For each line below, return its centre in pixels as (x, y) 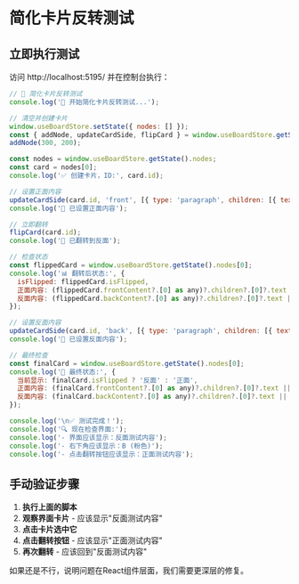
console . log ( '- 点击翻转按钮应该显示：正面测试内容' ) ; (101, 454)
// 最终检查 (29, 355)
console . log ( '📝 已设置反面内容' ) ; (69, 339)
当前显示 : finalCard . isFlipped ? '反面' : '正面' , (108, 380)
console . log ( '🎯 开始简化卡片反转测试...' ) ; (85, 102)
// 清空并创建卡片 (39, 118)
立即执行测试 (44, 54)
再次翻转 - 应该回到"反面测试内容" (85, 552)
